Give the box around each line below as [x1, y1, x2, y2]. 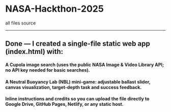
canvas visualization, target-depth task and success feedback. [5, 84, 142, 90]
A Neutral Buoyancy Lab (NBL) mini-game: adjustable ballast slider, [5, 78, 151, 85]
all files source [5, 20, 36, 26]
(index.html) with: [5, 47, 64, 56]
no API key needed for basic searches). [5, 67, 90, 73]
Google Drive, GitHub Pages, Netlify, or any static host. [5, 101, 124, 107]
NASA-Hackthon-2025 [5, 3, 104, 15]
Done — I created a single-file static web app [5, 39, 150, 48]
